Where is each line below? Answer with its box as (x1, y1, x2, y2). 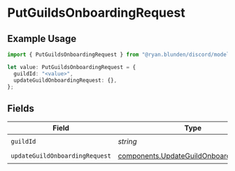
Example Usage (7, 33, 77, 45)
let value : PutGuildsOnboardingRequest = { (7, 64, 136, 70)
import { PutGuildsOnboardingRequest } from (7, 51, 139, 58)
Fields (7, 103, 35, 114)
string (117, 136, 138, 146)
